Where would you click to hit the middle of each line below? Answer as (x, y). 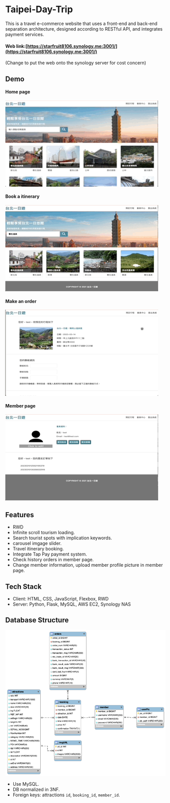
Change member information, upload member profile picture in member (88, 565)
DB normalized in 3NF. (36, 790)
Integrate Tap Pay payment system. (50, 554)
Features (20, 515)
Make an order (21, 301)
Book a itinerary (22, 196)
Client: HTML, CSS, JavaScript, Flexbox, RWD (61, 598)
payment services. (25, 34)
